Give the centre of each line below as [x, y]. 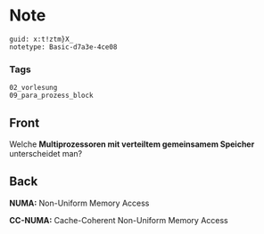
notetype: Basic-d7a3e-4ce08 [63, 47]
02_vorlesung [33, 88]
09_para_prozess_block [51, 96]
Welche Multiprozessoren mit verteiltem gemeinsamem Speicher [132, 144]
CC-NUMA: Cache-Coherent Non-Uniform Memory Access [119, 220]
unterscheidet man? [46, 154]
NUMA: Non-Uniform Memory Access [79, 203]
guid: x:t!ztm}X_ [41, 39]
